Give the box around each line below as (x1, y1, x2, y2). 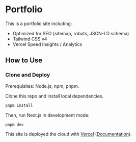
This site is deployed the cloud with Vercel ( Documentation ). (5, 131, 132, 137)
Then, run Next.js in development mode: (5, 112, 90, 118)
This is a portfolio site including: (5, 20, 72, 27)
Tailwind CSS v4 (12, 36, 47, 42)
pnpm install (5, 103, 33, 108)
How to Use (5, 56, 43, 65)
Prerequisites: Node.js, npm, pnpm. (5, 83, 79, 89)
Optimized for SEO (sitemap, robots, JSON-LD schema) (12, 30, 129, 36)
